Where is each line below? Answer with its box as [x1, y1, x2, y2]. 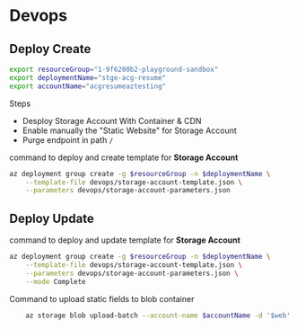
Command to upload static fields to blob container [9, 293, 195, 304]
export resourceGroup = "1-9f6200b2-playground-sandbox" [9, 65, 219, 74]
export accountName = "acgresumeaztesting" [9, 82, 167, 91]
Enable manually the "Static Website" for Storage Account [22, 125, 238, 136]
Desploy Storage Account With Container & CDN [22, 115, 202, 126]
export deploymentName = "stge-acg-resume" [9, 73, 167, 82]
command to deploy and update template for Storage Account [9, 235, 240, 245]
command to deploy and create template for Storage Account [9, 152, 239, 163]
